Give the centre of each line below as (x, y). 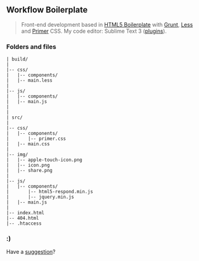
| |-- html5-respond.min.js (50, 192)
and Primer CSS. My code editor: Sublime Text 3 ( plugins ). (94, 31)
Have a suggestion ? (31, 252)
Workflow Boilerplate (47, 10)
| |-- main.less (29, 81)
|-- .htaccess (24, 223)
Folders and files (31, 47)
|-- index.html (25, 213)
